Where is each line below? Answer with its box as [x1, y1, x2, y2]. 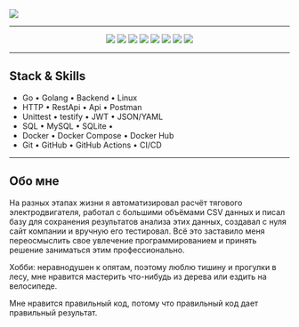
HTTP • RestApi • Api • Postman [21, 101, 142, 112]
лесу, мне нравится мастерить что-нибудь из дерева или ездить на [9, 271, 267, 282]
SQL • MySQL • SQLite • [21, 120, 114, 132]
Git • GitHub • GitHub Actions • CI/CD [21, 140, 162, 150]
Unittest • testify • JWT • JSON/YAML [21, 111, 164, 122]
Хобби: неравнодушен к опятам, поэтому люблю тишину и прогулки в [9, 261, 278, 272]
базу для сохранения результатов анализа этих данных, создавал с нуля [9, 216, 287, 227]
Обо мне [9, 173, 60, 189]
